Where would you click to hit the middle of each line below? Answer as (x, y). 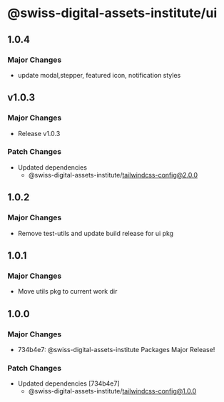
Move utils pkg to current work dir (67, 292)
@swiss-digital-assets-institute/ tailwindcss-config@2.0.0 (113, 175)
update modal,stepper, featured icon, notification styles (99, 75)
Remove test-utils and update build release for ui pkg (95, 233)
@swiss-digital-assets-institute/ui (112, 13)
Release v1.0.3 (39, 133)
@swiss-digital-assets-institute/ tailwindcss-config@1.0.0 (112, 391)
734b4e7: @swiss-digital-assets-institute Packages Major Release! (116, 349)
